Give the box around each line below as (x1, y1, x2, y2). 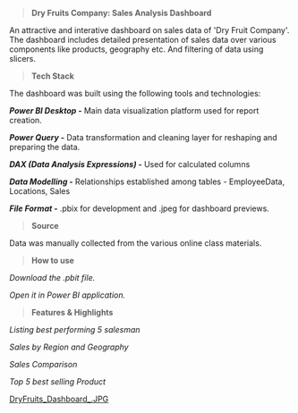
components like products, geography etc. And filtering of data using (9, 44, 264, 55)
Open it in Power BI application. (9, 290, 126, 300)
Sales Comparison (9, 359, 78, 369)
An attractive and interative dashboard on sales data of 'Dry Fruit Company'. (9, 25, 290, 35)
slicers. (9, 54, 37, 63)
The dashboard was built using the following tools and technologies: (9, 88, 261, 98)
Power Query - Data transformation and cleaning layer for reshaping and (9, 132, 277, 142)
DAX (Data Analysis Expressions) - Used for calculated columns (9, 159, 251, 169)
